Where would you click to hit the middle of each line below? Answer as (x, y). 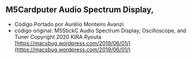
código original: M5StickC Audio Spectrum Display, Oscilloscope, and (100, 30)
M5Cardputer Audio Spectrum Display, (80, 10)
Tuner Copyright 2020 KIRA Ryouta (58, 37)
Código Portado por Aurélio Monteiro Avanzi (69, 24)
